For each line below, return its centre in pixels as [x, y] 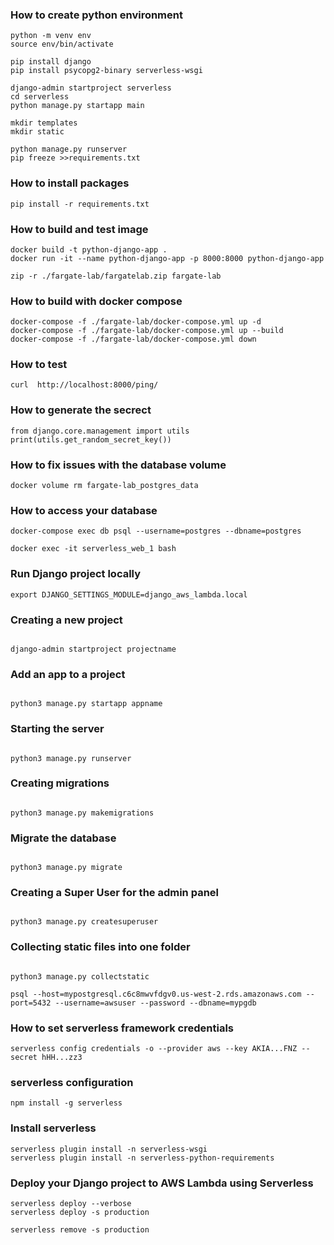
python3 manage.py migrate [66, 868]
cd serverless [40, 97]
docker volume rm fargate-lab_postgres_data [104, 486]
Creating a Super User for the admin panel [114, 893]
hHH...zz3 [62, 1058]
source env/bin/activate [62, 44]
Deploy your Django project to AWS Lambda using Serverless [162, 1183]
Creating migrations [60, 783]
